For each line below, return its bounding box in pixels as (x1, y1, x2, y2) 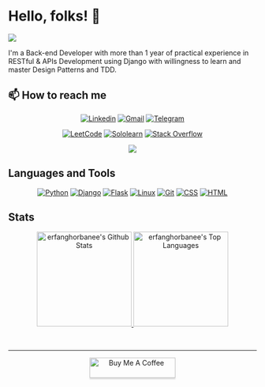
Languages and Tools (8, 167, 116, 180)
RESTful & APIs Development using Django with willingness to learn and (8, 56, 241, 66)
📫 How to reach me (8, 88, 107, 102)
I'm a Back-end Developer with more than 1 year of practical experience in (8, 47, 249, 58)
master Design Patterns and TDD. (8, 65, 117, 74)
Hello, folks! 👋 (8, 7, 101, 25)
